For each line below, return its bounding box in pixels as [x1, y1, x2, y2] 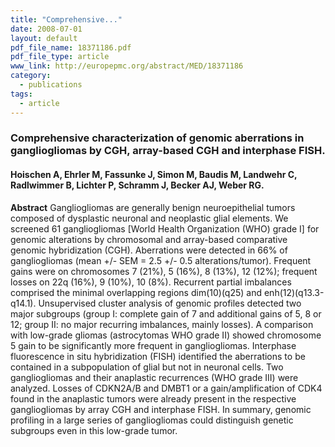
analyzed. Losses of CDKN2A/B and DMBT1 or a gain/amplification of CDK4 [10, 382, 323, 394]
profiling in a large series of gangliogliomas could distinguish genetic [10, 414, 294, 426]
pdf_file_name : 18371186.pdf [10, 42, 132, 53]
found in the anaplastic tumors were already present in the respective [10, 392, 297, 405]
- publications [19, 80, 83, 90]
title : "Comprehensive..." [10, 14, 123, 25]
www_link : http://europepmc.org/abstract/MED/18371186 [10, 61, 244, 71]
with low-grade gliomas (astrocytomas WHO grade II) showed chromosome [10, 329, 322, 341]
